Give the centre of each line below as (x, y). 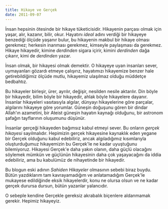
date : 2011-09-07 (23, 15)
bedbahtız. (16, 82)
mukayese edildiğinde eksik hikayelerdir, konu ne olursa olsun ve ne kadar (82, 180)
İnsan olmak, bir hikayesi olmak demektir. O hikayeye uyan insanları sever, (81, 65)
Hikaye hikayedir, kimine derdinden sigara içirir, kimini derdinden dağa (77, 50)
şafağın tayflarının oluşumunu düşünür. (45, 118)
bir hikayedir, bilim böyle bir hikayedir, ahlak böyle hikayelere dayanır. (76, 97)
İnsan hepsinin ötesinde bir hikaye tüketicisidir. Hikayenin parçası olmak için (83, 29)
